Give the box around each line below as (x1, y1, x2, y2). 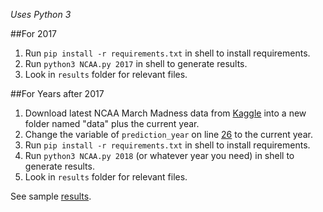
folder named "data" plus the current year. (24, 118, 200, 129)
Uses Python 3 (10, 9, 72, 20)
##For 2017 (10, 28, 58, 39)
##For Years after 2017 (10, 88, 105, 99)
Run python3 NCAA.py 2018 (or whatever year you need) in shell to (24, 150, 295, 161)
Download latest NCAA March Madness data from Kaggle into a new (24, 107, 307, 119)
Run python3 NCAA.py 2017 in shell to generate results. (24, 58, 248, 69)
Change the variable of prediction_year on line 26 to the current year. (24, 129, 313, 140)
